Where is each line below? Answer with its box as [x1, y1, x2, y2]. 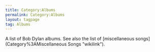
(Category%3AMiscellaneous [5, 41, 67, 47]
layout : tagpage [5, 17, 40, 22]
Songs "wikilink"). [68, 41, 105, 47]
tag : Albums [5, 21, 30, 27]
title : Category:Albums [5, 7, 56, 13]
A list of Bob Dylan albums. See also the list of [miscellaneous [5, 36, 135, 42]
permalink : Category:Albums [5, 12, 65, 17]
